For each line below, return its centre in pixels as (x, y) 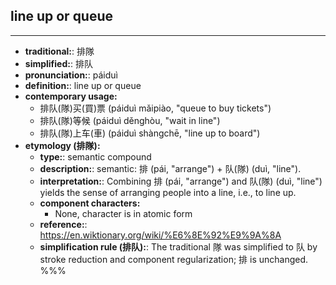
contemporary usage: (71, 96)
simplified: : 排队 (58, 63)
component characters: (90, 203)
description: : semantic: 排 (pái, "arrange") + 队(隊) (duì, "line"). (170, 168)
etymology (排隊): (62, 145)
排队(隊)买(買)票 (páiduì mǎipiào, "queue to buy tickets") (155, 108)
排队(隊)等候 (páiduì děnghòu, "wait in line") (130, 120)
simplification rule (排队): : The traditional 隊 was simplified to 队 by (178, 246)
